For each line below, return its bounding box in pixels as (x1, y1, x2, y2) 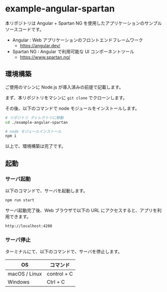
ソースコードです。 (5, 26, 44, 32)
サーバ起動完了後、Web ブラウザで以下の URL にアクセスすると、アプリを (5, 207, 158, 213)
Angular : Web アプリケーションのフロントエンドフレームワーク (12, 37, 144, 43)
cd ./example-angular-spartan (5, 120, 68, 125)
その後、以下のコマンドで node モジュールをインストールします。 (5, 105, 140, 111)
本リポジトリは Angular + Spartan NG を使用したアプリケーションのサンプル (5, 20, 162, 26)
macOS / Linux (7, 270, 42, 277)
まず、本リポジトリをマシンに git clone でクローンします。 (5, 94, 128, 100)
